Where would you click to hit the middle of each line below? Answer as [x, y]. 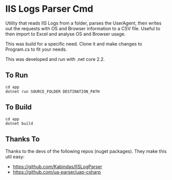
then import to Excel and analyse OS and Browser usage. [65, 34]
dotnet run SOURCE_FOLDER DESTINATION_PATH [53, 92]
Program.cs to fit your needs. [36, 49]
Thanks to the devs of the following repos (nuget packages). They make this [86, 151]
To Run [17, 75]
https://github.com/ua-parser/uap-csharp [57, 172]
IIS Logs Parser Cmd [49, 9]
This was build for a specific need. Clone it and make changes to [74, 43]
